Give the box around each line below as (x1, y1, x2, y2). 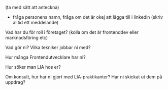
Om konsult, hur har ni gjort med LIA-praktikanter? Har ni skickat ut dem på (5, 74, 162, 80)
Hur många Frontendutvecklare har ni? (5, 54, 86, 60)
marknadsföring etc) (5, 35, 48, 40)
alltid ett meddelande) (12, 20, 59, 25)
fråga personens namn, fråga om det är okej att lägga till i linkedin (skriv (12, 14, 163, 20)
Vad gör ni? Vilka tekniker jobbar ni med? (5, 44, 91, 50)
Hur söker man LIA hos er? (5, 64, 61, 70)
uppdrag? (5, 79, 25, 85)
